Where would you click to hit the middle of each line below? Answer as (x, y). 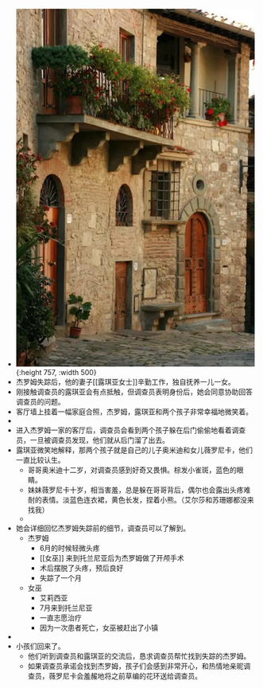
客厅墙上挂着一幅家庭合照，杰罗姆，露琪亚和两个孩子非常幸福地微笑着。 (134, 412)
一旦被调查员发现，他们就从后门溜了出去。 (99, 440)
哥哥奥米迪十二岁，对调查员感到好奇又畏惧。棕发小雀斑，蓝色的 (132, 470)
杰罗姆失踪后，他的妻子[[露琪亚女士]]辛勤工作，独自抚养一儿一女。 (126, 382)
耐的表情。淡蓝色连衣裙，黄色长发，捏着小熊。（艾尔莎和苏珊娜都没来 (141, 500)
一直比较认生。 (40, 460)
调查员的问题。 (40, 402)
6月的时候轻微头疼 (70, 548)
